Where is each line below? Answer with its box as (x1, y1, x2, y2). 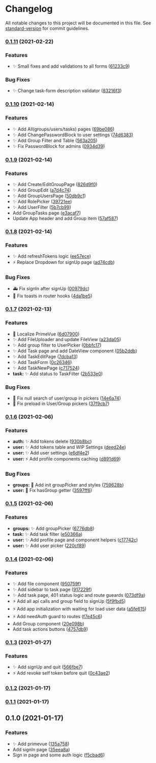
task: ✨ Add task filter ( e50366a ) (12, 531, 83, 537)
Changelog (5, 3, 53, 15)
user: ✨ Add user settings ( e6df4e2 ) (12, 450, 90, 456)
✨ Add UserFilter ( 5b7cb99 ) (12, 204, 71, 210)
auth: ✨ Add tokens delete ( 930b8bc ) (12, 438, 92, 445)
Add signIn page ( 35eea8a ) (12, 746, 70, 752)
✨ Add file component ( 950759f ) (12, 581, 81, 587)
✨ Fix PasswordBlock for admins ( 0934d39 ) (12, 143, 105, 149)
